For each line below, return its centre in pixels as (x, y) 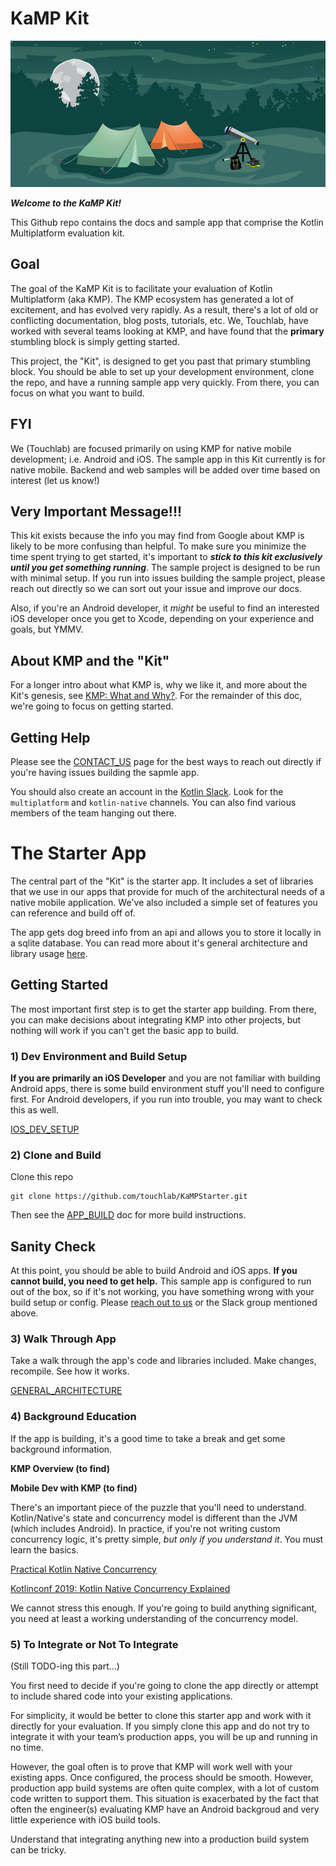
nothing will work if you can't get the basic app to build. (125, 1030)
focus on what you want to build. (77, 393)
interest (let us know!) (55, 480)
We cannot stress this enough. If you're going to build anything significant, (164, 1608)
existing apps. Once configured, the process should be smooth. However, (162, 1778)
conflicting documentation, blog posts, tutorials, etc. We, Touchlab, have (159, 320)
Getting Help (50, 737)
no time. (27, 1748)
